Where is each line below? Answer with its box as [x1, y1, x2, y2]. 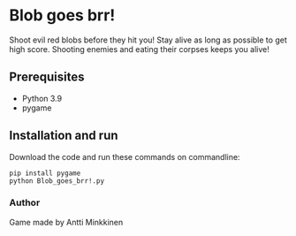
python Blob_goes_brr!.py [9, 176, 104, 186]
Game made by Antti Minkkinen [9, 217, 124, 227]
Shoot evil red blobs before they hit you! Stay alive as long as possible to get [9, 34, 287, 45]
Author [9, 196, 41, 209]
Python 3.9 [21, 93, 63, 103]
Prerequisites [9, 70, 85, 85]
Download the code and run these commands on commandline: [9, 151, 240, 162]
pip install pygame [9, 169, 81, 178]
